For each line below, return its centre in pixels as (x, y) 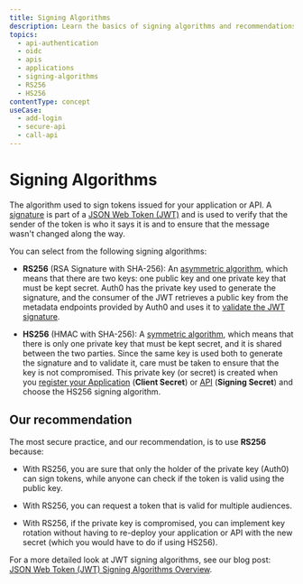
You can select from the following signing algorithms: (108, 251)
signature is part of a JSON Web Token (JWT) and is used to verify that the (149, 214)
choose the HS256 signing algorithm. (92, 391)
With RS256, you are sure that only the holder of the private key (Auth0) (156, 468)
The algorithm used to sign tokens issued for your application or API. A (141, 205)
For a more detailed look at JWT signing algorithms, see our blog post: (140, 560)
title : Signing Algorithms (60, 18)
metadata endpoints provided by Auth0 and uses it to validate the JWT (154, 307)
